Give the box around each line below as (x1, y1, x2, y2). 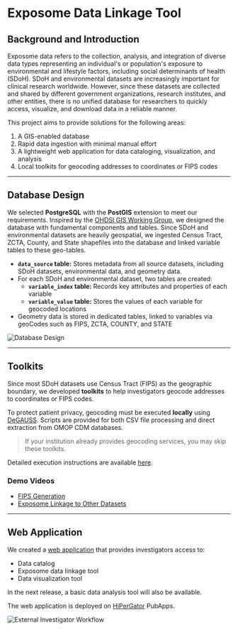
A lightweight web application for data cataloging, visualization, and (17, 147, 216, 155)
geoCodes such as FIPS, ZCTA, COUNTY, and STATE (17, 319, 173, 328)
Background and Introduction (7, 33, 140, 45)
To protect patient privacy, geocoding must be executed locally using (7, 408, 210, 416)
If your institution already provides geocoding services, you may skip (24, 437, 227, 445)
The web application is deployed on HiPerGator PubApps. (7, 601, 176, 610)
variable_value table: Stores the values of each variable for (28, 297, 203, 305)
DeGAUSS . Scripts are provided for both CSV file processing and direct (7, 416, 215, 424)
